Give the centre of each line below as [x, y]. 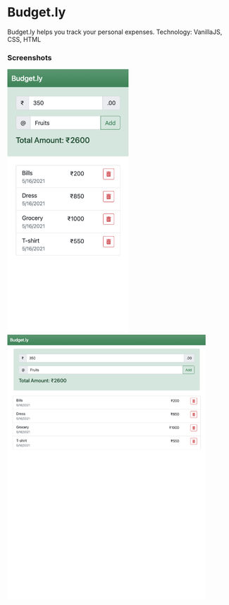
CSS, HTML [24, 39]
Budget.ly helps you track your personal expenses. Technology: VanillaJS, [115, 32]
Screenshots [30, 57]
